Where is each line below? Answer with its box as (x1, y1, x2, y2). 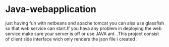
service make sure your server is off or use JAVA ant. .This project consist (5, 30, 159, 36)
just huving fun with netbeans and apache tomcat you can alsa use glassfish (5, 20, 164, 26)
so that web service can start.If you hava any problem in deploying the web (5, 25, 162, 31)
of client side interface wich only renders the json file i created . (5, 36, 138, 42)
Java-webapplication (5, 3, 97, 15)
